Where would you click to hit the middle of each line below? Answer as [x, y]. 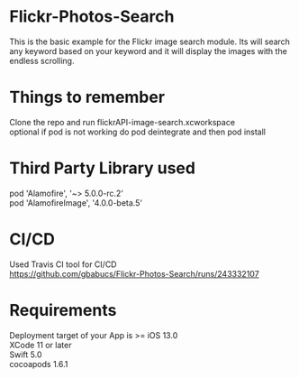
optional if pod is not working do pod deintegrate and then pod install [137, 132]
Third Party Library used [103, 168]
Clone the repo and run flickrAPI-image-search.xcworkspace [122, 122]
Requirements [63, 310]
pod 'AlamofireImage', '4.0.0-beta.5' [76, 203]
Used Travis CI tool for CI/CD [63, 264]
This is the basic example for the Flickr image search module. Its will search [150, 41]
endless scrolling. [42, 60]
